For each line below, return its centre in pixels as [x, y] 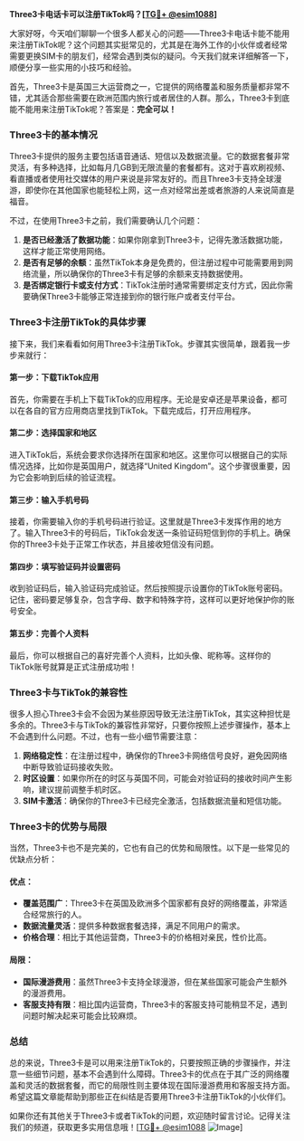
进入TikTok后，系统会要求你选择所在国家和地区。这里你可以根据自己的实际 [148, 455]
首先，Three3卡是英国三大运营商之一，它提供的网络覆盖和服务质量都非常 [146, 86]
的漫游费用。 [46, 993]
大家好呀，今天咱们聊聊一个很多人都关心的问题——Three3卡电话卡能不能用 [150, 33]
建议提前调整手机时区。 [82, 789]
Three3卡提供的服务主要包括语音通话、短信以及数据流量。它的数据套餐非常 [150, 157]
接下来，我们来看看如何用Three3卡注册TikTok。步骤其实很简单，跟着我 [142, 344]
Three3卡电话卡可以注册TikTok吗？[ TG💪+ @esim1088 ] [113, 14]
